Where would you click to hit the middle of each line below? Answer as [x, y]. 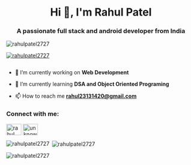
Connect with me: [33, 114]
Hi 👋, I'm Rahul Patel [101, 12]
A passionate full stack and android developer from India [101, 31]
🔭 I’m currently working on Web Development [72, 73]
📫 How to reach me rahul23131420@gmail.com [76, 96]
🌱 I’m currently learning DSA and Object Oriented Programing [92, 84]
